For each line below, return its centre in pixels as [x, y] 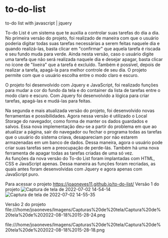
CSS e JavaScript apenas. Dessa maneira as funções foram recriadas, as [80, 163]
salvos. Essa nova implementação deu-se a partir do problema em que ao [81, 126]
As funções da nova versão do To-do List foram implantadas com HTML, [80, 158]
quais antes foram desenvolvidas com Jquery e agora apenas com [74, 169]
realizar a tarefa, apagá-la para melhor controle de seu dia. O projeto [76, 70]
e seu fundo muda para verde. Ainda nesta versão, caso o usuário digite [79, 54]
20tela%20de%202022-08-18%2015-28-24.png [55, 215]
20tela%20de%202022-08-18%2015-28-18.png [55, 230]
